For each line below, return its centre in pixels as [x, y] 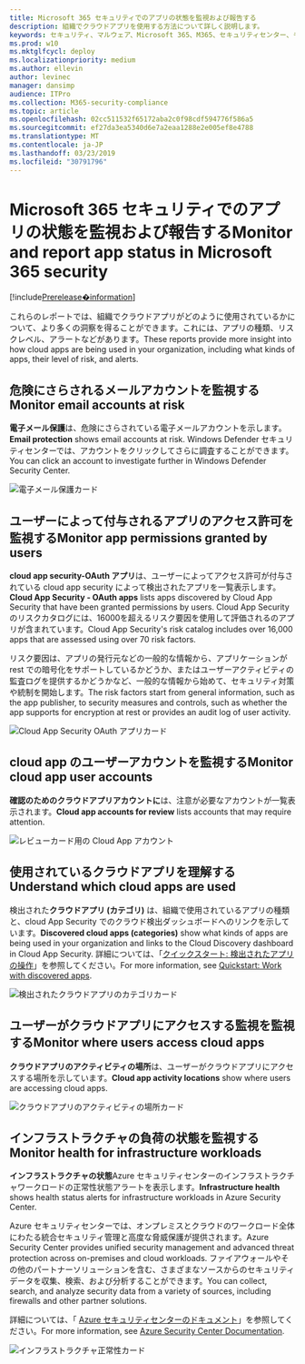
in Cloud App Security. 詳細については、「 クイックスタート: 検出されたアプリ [152, 954]
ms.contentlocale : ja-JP [56, 145]
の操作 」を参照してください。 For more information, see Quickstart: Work [146, 965]
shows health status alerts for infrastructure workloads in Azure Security [145, 1197]
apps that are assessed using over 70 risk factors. [103, 640]
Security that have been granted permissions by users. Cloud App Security [150, 607]
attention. [27, 822]
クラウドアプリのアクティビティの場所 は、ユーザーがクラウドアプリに [140, 1066]
